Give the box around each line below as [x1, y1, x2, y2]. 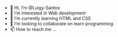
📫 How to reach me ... [9, 26, 56, 32]
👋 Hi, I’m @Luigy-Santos [9, 5, 60, 10]
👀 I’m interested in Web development [9, 10, 86, 16]
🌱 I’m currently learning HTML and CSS [9, 15, 91, 21]
